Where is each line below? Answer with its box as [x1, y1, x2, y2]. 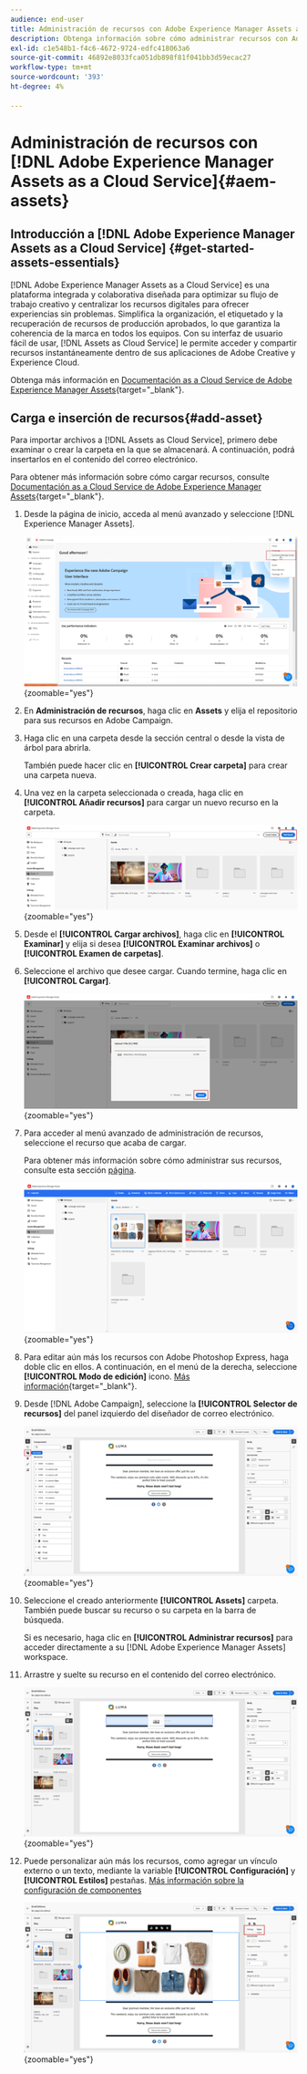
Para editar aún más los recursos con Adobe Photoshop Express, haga [23, 1352, 290, 1363]
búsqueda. [23, 1614, 65, 1625]
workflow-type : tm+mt [10, 63, 93, 72]
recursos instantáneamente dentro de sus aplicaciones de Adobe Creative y [10, 347, 296, 358]
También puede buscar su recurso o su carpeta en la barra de [23, 1604, 257, 1615]
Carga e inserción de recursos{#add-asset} [10, 410, 263, 426]
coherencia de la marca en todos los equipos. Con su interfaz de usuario [10, 327, 283, 338]
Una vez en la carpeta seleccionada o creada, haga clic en [23, 787, 244, 798]
